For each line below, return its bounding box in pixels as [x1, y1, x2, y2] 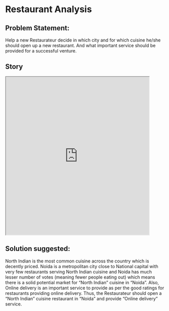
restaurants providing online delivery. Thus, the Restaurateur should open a [5, 290, 162, 296]
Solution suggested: [5, 244, 71, 253]
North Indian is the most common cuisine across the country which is [5, 258, 149, 264]
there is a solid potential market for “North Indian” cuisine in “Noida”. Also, [5, 279, 159, 285]
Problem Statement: [5, 24, 70, 32]
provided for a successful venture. [5, 48, 77, 54]
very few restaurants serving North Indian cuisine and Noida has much [5, 269, 152, 275]
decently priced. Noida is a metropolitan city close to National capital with [5, 263, 159, 269]
